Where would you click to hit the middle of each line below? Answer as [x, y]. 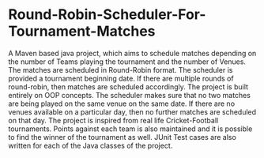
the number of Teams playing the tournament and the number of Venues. [127, 62]
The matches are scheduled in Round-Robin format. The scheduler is [121, 70]
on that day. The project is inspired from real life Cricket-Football [113, 120]
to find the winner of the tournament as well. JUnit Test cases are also [123, 137]
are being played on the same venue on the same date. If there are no [122, 103]
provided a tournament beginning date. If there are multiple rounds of [121, 78]
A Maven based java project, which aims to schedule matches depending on [132, 53]
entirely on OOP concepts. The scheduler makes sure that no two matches [130, 95]
